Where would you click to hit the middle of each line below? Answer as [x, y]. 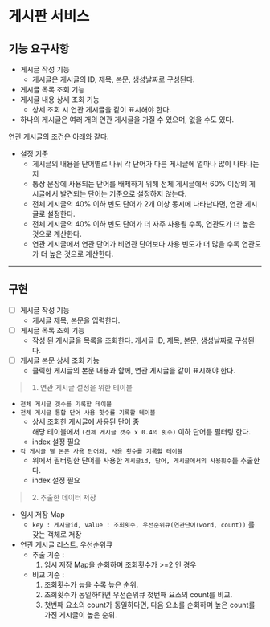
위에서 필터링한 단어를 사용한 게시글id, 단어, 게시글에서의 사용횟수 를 [135, 460]
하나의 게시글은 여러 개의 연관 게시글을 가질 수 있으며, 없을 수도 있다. [127, 120]
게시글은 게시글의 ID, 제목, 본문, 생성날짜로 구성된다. [113, 79]
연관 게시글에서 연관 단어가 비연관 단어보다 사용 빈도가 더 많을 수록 [136, 244]
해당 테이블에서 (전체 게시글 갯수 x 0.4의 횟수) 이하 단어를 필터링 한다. [141, 432]
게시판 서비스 [49, 16]
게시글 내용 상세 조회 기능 [60, 100]
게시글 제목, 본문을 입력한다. [76, 320]
